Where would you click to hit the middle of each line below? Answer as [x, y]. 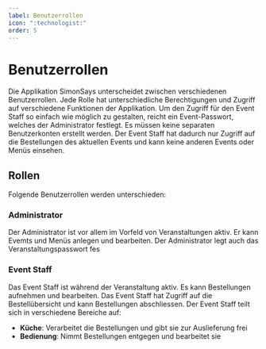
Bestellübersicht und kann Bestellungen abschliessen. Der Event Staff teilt [129, 304]
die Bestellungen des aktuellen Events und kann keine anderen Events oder [131, 142]
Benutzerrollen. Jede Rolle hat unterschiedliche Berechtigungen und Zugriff [132, 100]
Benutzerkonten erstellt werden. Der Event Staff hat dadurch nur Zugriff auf [132, 134]
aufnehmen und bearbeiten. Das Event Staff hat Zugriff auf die [110, 295]
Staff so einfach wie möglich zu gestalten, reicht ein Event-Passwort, [121, 117]
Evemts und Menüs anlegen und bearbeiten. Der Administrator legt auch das [133, 241]
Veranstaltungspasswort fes [54, 249]
